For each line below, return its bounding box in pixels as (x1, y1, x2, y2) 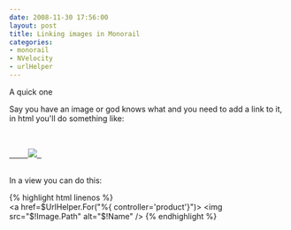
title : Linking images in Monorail (9, 29, 141, 38)
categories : (9, 37, 53, 47)
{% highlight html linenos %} (9, 192, 113, 203)
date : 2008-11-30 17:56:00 (9, 12, 109, 22)
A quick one (9, 86, 53, 97)
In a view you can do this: (9, 174, 103, 186)
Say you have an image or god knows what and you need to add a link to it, (9, 103, 283, 114)
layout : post (9, 21, 57, 30)
